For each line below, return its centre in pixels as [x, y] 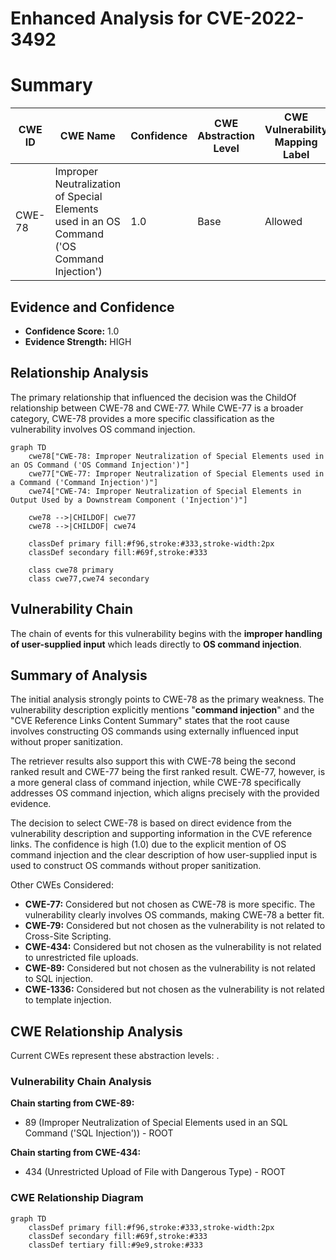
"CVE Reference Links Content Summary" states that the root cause [150, 721]
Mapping [296, 142]
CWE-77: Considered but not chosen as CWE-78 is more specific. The [170, 904]
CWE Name [87, 136]
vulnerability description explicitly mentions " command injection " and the [162, 710]
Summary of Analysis [79, 675]
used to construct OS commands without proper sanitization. [136, 866]
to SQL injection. [58, 979]
